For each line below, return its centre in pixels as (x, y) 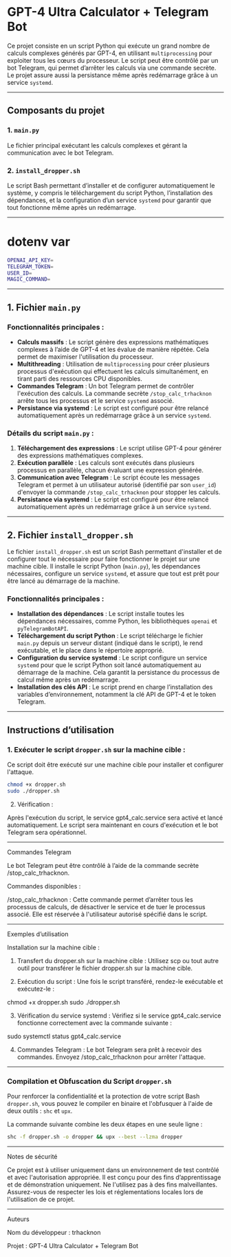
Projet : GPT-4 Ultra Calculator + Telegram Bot (73, 1246)
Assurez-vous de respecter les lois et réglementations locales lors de (105, 1192)
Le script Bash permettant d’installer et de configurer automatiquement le (111, 185)
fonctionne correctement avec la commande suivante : (94, 1022)
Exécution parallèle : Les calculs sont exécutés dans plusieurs (106, 463)
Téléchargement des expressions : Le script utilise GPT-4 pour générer (119, 448)
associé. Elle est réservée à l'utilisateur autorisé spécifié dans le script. (108, 914)
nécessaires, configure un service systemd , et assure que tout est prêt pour (113, 574)
